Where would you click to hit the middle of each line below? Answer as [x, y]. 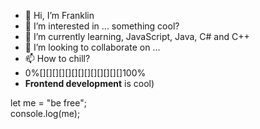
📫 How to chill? [57, 58]
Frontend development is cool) [89, 83]
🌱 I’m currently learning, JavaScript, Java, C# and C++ [137, 36]
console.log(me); [45, 113]
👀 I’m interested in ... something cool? [102, 26]
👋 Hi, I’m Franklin [59, 15]
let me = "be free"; [48, 103]
